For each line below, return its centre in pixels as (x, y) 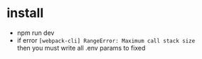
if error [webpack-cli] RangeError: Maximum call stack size (106, 40)
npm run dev (36, 33)
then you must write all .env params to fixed (81, 48)
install (25, 13)
